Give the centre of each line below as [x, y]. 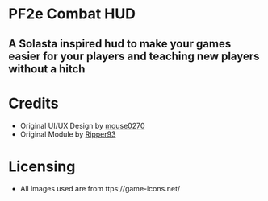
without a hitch [47, 69]
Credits [33, 103]
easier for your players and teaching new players [134, 56]
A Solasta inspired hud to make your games [120, 44]
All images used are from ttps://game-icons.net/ [100, 189]
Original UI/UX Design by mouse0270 [82, 125]
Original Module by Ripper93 [68, 134]
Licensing [42, 166]
